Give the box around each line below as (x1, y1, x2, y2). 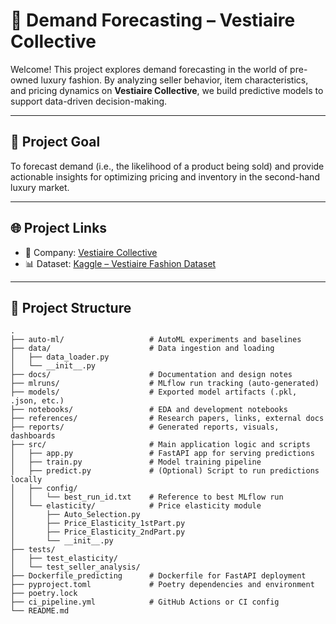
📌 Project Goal (10, 134, 101, 151)
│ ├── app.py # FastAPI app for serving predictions (10, 449, 315, 459)
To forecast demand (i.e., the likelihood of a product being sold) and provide (10, 160, 325, 172)
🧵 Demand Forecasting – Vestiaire (10, 9, 296, 32)
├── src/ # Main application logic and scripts (10, 440, 311, 450)
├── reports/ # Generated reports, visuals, (10, 422, 280, 433)
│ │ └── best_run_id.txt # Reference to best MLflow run (10, 492, 284, 503)
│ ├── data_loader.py (10, 352, 110, 363)
